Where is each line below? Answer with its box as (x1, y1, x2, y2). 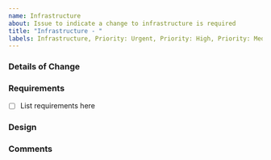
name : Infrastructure (8, 11, 81, 20)
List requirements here (19, 101, 95, 111)
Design (8, 122, 37, 133)
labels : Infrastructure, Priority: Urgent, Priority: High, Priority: (8, 34, 251, 43)
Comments (8, 143, 52, 154)
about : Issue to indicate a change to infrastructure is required (8, 19, 236, 27)
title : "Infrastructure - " (8, 27, 103, 35)
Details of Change (8, 61, 81, 73)
